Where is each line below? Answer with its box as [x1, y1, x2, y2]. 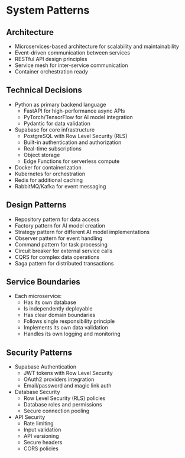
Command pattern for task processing [14, 241, 108, 248]
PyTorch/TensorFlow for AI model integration [23, 113, 133, 120]
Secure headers [23, 439, 63, 446]
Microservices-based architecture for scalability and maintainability [14, 43, 179, 50]
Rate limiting [23, 420, 54, 427]
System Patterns [6, 4, 90, 17]
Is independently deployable [23, 305, 93, 312]
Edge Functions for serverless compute [23, 158, 120, 165]
